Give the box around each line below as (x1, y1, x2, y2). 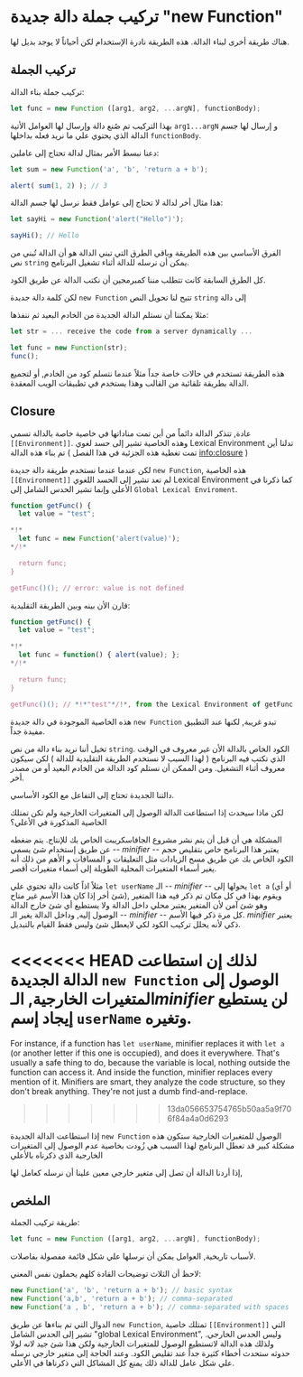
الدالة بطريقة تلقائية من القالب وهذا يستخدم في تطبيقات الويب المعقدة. (10, 377, 249, 388)
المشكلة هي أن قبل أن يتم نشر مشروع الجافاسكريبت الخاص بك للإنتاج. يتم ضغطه (10, 833, 282, 845)
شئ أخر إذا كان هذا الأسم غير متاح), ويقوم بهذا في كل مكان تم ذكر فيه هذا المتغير (10, 889, 282, 900)
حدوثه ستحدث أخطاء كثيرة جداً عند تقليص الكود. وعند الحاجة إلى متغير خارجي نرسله (10, 1347, 291, 1358)
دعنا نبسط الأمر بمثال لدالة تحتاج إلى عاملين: (10, 147, 160, 158)
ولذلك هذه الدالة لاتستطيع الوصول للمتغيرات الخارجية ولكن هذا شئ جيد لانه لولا (10, 1338, 274, 1349)
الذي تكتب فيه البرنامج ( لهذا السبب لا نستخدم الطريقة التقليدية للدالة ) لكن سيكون (10, 752, 286, 764)
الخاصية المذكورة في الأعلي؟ (10, 816, 107, 827)
